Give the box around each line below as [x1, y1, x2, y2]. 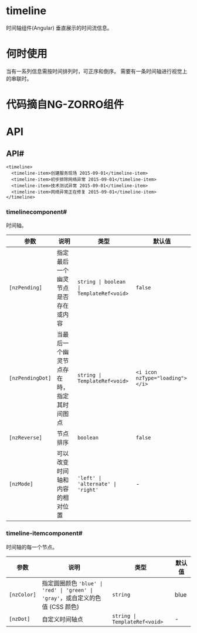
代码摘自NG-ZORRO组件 [6, 98, 124, 111]
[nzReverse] [9, 434, 43, 441]
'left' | [77, 475, 102, 482]
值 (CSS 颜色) [42, 602, 79, 611]
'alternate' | [77, 481, 117, 488]
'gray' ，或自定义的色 [42, 594, 101, 602]
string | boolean [77, 278, 126, 285]
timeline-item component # [6, 529, 83, 538]
